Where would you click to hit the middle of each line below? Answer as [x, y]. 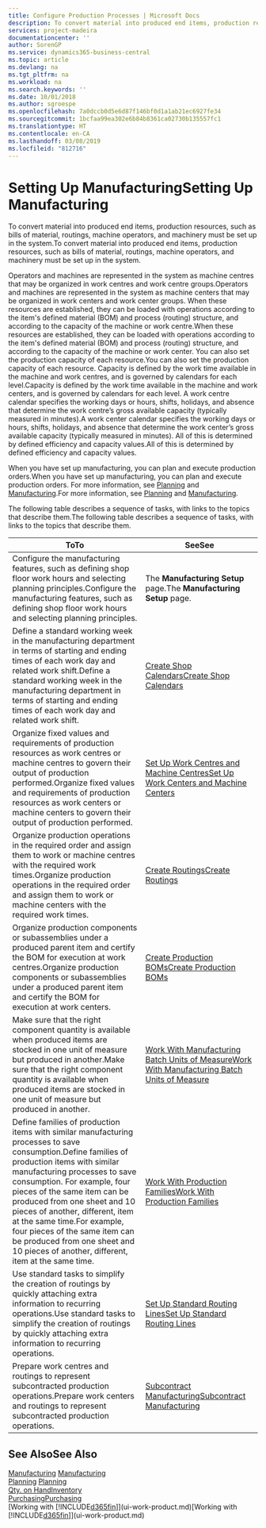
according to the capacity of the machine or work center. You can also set [129, 352]
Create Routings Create [188, 870]
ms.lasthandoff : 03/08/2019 [55, 141]
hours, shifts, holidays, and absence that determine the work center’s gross [131, 427]
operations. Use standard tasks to [74, 1314]
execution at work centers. [62, 1007]
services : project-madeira [53, 30]
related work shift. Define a [61, 671]
